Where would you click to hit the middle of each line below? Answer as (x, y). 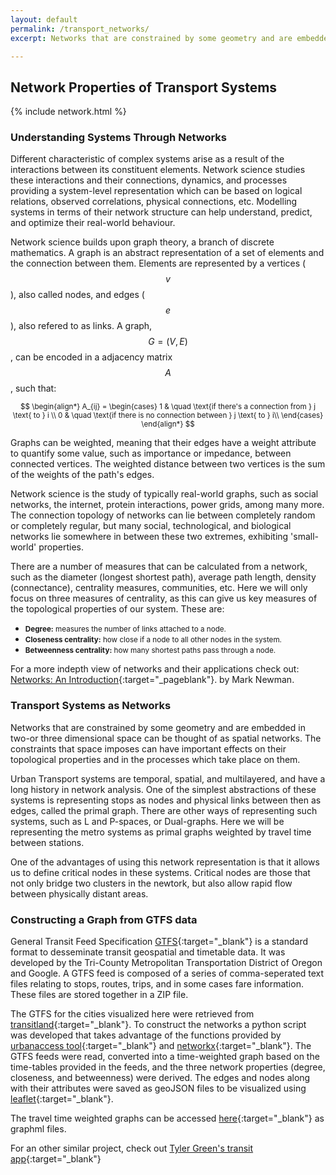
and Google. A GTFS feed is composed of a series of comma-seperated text (167, 973)
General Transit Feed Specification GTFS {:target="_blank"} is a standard (159, 942)
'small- (305, 537)
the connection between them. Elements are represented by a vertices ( (158, 263)
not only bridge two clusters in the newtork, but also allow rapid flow (151, 883)
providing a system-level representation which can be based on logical (156, 191)
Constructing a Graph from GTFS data (104, 919)
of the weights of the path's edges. (82, 475)
